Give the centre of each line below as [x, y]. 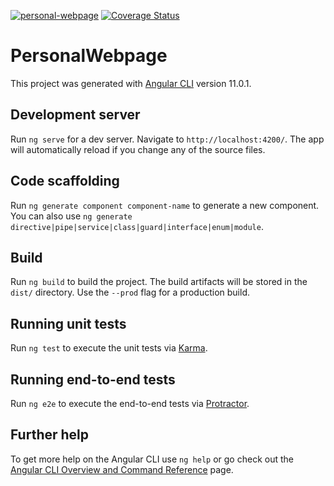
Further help [50, 435]
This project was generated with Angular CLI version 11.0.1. [131, 83]
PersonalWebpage [89, 56]
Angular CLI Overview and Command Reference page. [122, 469]
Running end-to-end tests [93, 379]
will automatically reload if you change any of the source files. [138, 149]
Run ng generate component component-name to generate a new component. [165, 205]
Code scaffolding [65, 181]
